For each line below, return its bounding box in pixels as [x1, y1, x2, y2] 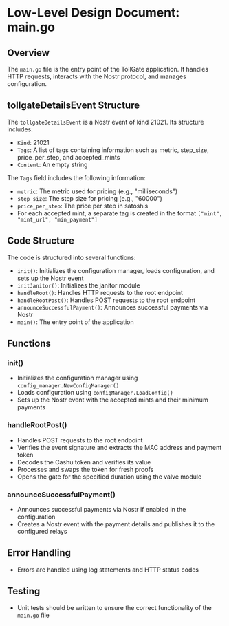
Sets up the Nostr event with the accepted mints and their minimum [17, 396, 208, 404]
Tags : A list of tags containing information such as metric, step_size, [17, 146, 209, 154]
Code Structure [7, 235, 74, 247]
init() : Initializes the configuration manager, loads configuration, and [17, 266, 215, 274]
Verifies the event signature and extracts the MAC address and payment [17, 443, 222, 451]
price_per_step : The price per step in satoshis [17, 202, 149, 210]
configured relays [17, 527, 67, 535]
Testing [7, 585, 41, 597]
